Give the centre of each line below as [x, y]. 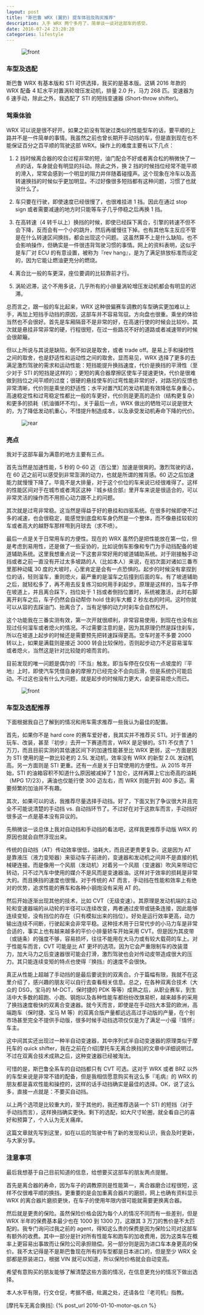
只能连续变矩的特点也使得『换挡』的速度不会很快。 [86, 961]
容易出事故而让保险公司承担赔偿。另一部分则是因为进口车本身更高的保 [110, 1243]
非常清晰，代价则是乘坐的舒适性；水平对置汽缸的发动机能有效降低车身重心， [102, 388]
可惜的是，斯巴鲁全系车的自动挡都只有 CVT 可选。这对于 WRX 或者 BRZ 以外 [102, 1069]
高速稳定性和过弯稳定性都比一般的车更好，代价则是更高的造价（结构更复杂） [102, 396]
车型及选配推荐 [28, 708]
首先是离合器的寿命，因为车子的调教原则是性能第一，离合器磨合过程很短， [99, 1185]
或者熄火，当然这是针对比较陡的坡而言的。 [59, 651]
